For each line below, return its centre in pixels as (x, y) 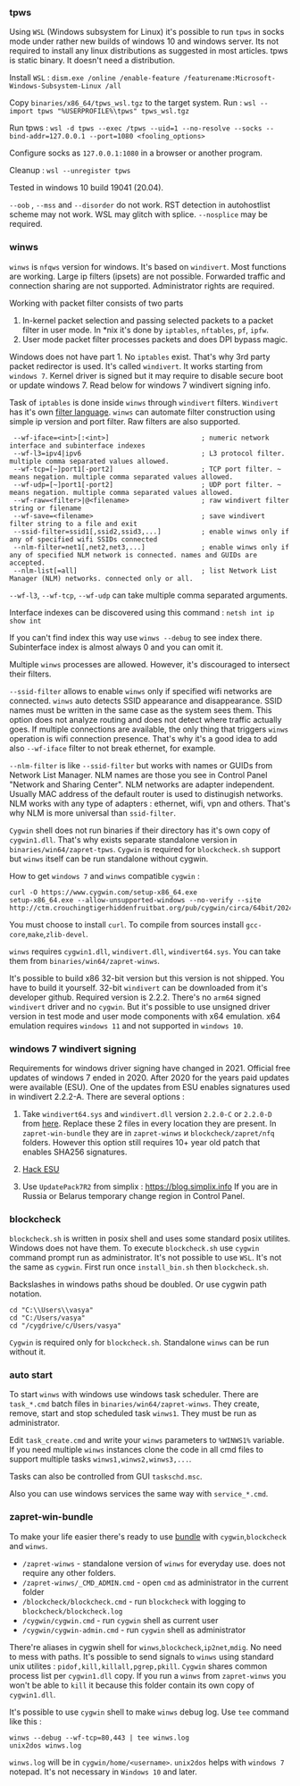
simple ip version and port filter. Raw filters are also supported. (125, 421)
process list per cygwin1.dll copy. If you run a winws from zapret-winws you (148, 1675)
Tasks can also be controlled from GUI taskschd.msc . (106, 1477)
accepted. (28, 563)
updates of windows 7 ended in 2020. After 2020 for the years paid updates (150, 1077)
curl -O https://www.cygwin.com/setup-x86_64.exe (104, 892)
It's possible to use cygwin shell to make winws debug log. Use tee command (149, 1712)
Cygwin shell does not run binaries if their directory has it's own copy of (140, 830)
